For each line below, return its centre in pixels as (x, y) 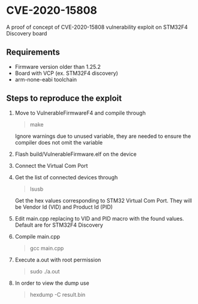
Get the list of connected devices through (66, 177)
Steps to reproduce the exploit (64, 99)
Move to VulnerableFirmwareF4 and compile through (80, 113)
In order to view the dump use (52, 283)
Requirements (33, 52)
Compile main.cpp (37, 236)
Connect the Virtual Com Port (51, 165)
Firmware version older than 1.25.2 (58, 67)
